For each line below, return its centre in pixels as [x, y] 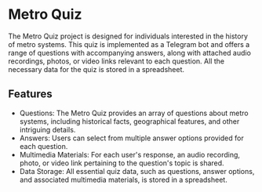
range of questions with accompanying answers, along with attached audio [129, 53]
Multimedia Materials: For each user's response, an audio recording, [130, 154]
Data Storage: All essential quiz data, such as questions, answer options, [137, 171]
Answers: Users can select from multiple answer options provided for [132, 138]
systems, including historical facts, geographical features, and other [129, 121]
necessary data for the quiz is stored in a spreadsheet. [96, 69]
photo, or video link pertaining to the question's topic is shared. [122, 163]
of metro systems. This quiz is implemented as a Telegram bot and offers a [129, 44]
